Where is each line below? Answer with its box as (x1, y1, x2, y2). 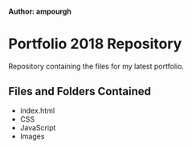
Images (19, 131, 45, 141)
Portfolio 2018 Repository (8, 35, 182, 52)
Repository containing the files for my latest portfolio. (8, 61, 185, 71)
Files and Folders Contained (8, 85, 151, 98)
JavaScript (19, 123, 56, 133)
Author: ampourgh (8, 6, 72, 16)
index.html (19, 106, 55, 116)
